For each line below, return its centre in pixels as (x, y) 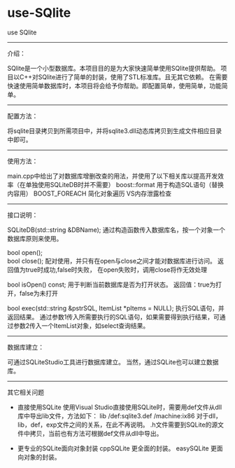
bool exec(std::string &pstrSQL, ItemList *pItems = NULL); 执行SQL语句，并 (116, 308)
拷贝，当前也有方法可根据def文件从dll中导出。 (96, 433)
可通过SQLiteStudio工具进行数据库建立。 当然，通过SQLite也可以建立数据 (113, 362)
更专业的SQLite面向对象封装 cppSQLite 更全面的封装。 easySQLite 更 (117, 448)
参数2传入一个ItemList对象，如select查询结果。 (81, 325)
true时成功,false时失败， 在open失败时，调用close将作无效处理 (116, 269)
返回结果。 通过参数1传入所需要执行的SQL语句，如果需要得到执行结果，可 (114, 317)
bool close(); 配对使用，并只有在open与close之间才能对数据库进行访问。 (112, 261)
